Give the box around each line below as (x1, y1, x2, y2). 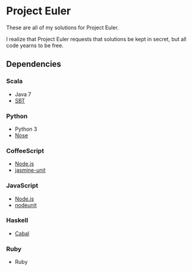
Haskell (6, 216, 29, 224)
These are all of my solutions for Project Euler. (6, 24, 119, 31)
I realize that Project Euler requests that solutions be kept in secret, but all (6, 35, 187, 42)
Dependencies (6, 59, 61, 69)
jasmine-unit (14, 167, 46, 174)
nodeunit (14, 201, 37, 208)
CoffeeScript (6, 146, 45, 155)
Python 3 (14, 125, 37, 133)
